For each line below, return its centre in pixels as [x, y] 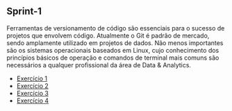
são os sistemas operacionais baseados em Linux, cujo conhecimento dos [113, 50]
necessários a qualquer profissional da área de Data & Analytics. [99, 65]
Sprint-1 [24, 11]
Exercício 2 [33, 85]
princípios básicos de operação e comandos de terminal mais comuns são [113, 58]
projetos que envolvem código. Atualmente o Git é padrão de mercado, [108, 35]
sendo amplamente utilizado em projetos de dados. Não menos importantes [115, 43]
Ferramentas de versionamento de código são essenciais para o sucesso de [116, 28]
